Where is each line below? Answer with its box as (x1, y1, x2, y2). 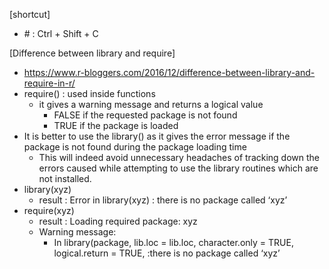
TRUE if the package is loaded (53, 120, 179, 131)
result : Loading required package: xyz (38, 215, 198, 227)
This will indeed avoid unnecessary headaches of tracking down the (38, 152, 321, 163)
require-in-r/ (23, 77, 76, 89)
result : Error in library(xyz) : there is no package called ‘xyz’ (38, 194, 288, 206)
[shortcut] (9, 9, 51, 20)
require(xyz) (23, 205, 75, 216)
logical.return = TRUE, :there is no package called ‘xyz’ (53, 247, 281, 259)
